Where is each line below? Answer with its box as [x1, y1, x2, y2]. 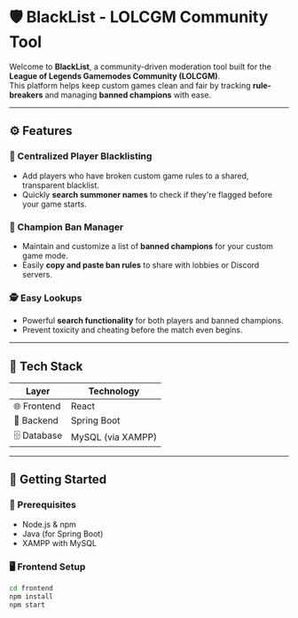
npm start [9, 600, 46, 609]
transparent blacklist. [21, 179, 100, 191]
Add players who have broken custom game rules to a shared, [21, 170, 249, 181]
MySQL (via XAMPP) [70, 431, 158, 443]
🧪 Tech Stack [9, 358, 83, 373]
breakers [9, 90, 43, 100]
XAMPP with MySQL [21, 537, 98, 548]
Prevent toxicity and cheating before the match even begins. [21, 325, 243, 335]
